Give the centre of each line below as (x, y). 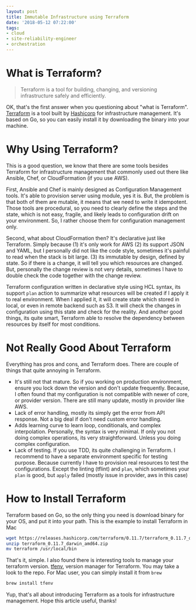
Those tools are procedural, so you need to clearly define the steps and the (97, 208)
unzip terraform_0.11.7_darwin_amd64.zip (57, 543)
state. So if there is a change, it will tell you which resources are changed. (94, 263)
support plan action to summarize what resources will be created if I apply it (97, 293)
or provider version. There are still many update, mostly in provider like (99, 400)
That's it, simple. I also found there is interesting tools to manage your (90, 560)
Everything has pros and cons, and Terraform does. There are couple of (92, 364)
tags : (13, 28)
